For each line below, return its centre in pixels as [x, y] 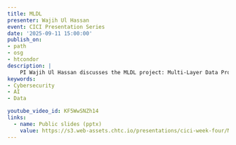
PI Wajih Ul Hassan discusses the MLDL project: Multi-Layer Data [119, 72]
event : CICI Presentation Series [56, 27]
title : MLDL [25, 14]
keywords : [22, 79]
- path [17, 46]
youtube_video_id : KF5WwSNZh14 [53, 111]
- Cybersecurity [31, 85]
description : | [29, 66]
